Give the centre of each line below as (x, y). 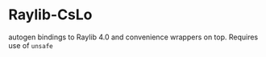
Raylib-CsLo (50, 15)
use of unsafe (31, 45)
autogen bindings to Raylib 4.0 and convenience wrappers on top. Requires (133, 37)
